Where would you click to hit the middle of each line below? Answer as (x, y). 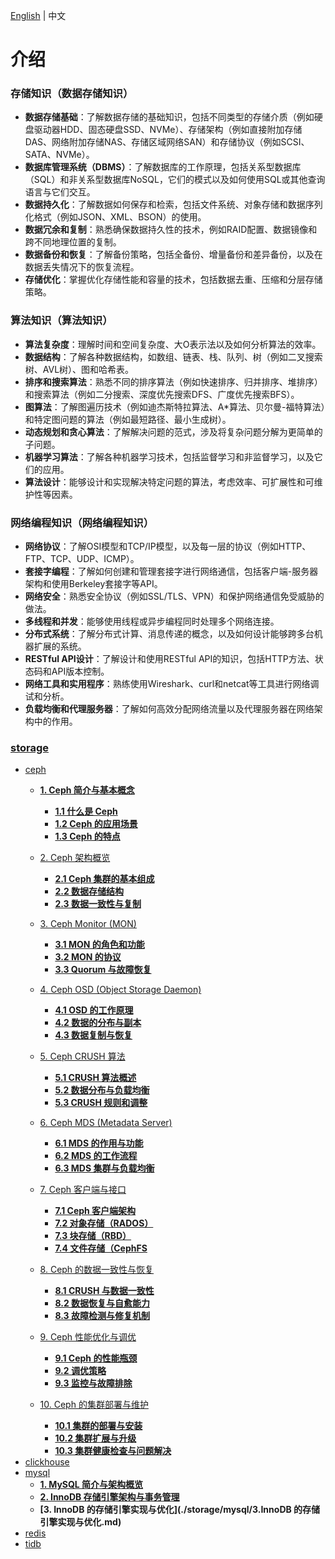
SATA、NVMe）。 (59, 155)
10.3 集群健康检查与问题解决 (113, 1451)
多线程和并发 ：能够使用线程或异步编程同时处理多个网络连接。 (152, 621)
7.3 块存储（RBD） (93, 1236)
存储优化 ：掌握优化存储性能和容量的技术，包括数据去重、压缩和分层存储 (173, 280)
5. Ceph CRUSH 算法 (82, 1056)
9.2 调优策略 (80, 1371)
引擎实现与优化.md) (80, 1522)
